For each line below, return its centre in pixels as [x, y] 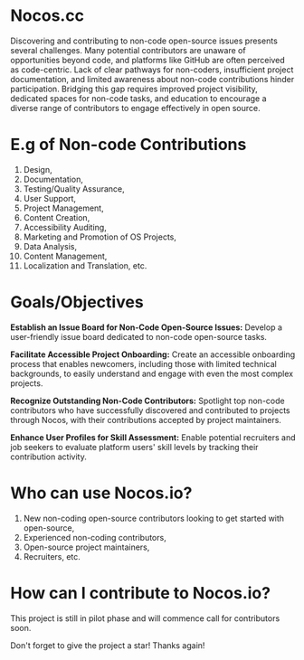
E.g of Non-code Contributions [128, 145]
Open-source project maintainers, [86, 547]
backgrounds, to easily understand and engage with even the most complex [152, 373]
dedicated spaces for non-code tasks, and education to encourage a [138, 98]
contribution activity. [48, 457]
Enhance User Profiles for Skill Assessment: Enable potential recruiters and [153, 437]
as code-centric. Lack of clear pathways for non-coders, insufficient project [152, 70]
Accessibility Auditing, [65, 227]
